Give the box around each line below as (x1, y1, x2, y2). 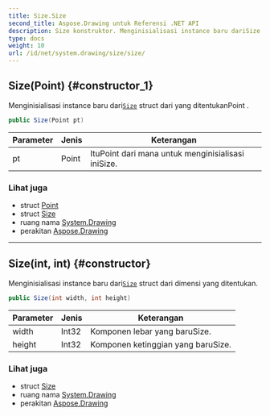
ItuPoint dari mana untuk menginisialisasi (90, 148, 245, 159)
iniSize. (90, 158, 118, 169)
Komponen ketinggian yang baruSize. (90, 339, 231, 350)
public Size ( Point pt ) (8, 116, 84, 124)
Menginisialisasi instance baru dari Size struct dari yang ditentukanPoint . (8, 100, 249, 110)
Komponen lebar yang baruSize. (90, 326, 211, 337)
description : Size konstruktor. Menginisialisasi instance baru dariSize (8, 27, 261, 35)
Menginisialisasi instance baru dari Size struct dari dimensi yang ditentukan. (8, 278, 259, 288)
